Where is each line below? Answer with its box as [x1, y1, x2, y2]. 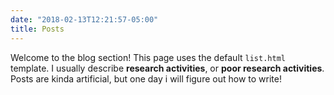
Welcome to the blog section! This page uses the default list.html [10, 51, 286, 63]
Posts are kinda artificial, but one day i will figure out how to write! [10, 72, 282, 85]
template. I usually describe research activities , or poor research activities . [10, 62, 325, 74]
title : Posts [10, 24, 65, 34]
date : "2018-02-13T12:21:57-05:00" [10, 14, 159, 25]
